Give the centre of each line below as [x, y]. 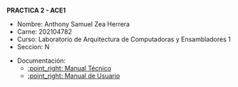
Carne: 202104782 [45, 32]
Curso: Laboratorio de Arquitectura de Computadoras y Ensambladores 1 [124, 39]
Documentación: [41, 61]
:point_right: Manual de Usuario [74, 76]
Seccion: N [33, 47]
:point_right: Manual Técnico [69, 68]
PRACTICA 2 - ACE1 [36, 10]
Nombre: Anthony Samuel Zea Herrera [73, 24]
